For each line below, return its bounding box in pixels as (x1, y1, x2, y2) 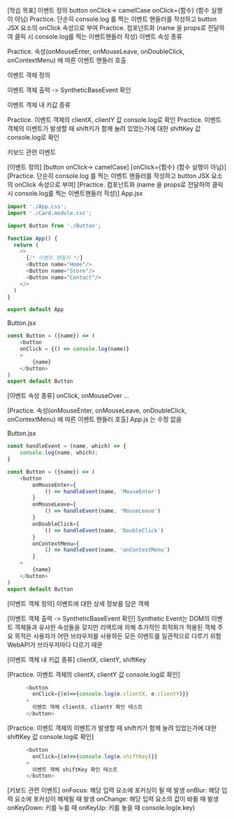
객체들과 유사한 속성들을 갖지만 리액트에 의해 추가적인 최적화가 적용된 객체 (14, 623, 217, 631)
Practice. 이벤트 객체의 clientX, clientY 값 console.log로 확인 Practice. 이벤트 (7, 116, 222, 124)
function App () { (7, 235, 58, 242)
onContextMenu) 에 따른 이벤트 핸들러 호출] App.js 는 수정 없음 (7, 415, 182, 424)
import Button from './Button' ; (7, 222, 101, 229)
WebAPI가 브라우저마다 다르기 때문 (7, 640, 103, 649)
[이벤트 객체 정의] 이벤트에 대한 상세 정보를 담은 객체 (7, 599, 150, 607)
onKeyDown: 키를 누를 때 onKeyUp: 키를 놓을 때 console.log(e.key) (7, 804, 196, 812)
